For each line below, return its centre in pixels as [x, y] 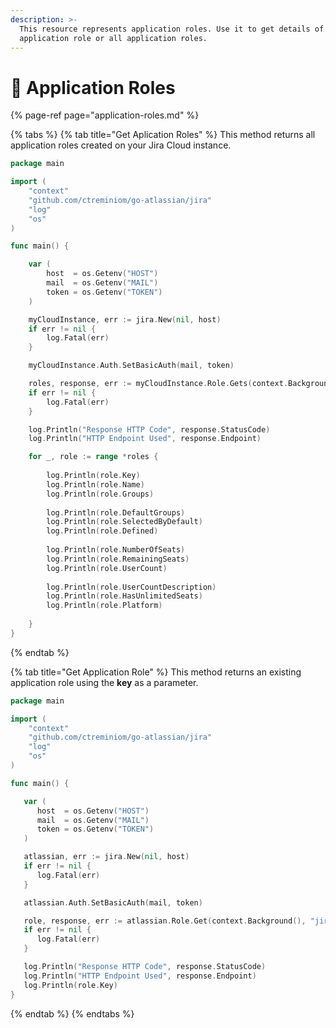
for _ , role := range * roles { [93, 457]
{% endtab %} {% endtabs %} [72, 1013]
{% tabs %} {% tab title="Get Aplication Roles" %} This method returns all [163, 135]
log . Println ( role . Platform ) [104, 606]
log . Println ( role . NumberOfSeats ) [116, 550]
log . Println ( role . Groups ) [100, 494]
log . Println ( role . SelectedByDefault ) [124, 522]
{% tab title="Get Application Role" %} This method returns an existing [156, 672]
